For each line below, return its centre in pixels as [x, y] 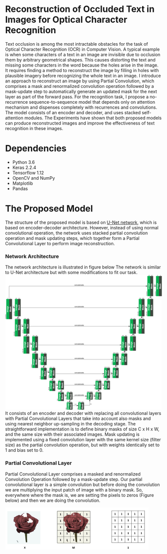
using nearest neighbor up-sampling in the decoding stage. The [70, 424]
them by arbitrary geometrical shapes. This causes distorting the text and [80, 60]
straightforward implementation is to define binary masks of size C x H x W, [82, 429]
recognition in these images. [34, 128]
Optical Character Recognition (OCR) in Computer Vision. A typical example [83, 49]
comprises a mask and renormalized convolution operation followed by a [80, 86]
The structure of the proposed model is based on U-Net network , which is [81, 222]
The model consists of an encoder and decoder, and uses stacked [73, 112]
